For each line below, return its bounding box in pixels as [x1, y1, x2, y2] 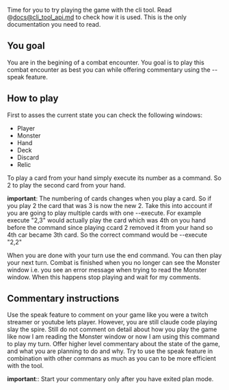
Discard [16, 153, 40, 161]
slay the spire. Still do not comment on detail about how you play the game [7, 325, 217, 334]
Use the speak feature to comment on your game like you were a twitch [7, 311, 208, 319]
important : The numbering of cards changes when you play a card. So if [7, 194, 212, 203]
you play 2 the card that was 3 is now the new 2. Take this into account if [7, 201, 213, 209]
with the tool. [7, 362, 44, 370]
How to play [7, 92, 59, 105]
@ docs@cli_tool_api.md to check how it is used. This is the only [7, 13, 187, 21]
